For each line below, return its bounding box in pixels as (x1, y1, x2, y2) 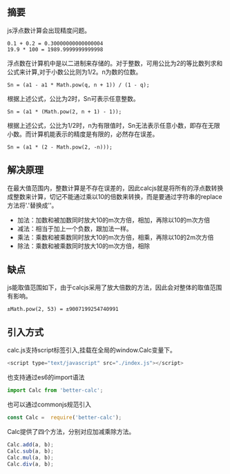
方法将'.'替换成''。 (7, 201, 58, 209)
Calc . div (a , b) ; (7, 460, 54, 468)
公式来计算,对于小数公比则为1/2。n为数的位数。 (7, 68, 142, 76)
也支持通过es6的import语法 (7, 373, 85, 381)
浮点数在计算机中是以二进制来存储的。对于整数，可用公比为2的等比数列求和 (7, 59, 223, 67)
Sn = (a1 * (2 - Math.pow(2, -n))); (7, 144, 113, 151)
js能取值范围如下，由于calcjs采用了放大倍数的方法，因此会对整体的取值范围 (7, 283, 222, 292)
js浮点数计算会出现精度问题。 (7, 26, 91, 35)
